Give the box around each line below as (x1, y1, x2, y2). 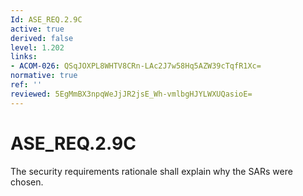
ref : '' (10, 80, 43, 90)
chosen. (10, 176, 44, 188)
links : (10, 52, 38, 62)
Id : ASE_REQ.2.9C (10, 14, 83, 25)
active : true (10, 24, 65, 34)
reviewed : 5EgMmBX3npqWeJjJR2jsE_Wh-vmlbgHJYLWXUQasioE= (10, 89, 253, 99)
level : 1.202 (10, 42, 65, 53)
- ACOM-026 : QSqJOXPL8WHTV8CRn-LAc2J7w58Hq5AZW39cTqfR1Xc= (10, 61, 262, 71)
